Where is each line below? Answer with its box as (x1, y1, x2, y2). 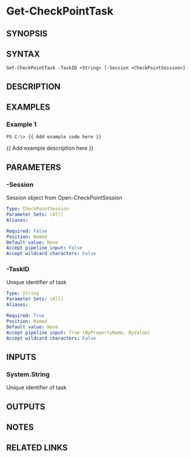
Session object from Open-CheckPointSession (6, 194, 122, 201)
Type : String (6, 290, 39, 296)
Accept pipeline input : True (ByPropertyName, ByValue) (6, 329, 150, 336)
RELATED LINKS (6, 442, 68, 453)
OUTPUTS (6, 401, 45, 412)
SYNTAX (6, 48, 41, 59)
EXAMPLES (6, 102, 50, 113)
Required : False (6, 228, 47, 234)
